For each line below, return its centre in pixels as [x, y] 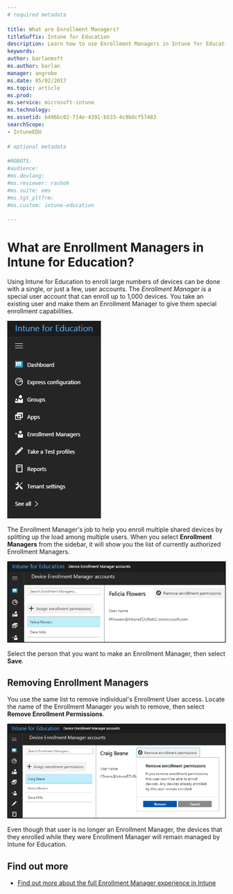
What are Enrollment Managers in [106, 248]
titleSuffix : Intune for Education [59, 37]
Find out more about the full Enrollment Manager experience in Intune [116, 883]
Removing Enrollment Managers [78, 682]
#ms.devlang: [26, 176]
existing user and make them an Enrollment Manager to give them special [112, 304]
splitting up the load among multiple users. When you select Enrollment [110, 537]
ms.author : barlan [34, 66]
